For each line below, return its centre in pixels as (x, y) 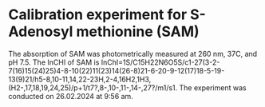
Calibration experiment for (98, 15)
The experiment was (213, 87)
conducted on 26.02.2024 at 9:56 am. (71, 96)
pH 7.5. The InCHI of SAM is (54, 62)
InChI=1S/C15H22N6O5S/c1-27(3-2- (160, 62)
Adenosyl (41, 32)
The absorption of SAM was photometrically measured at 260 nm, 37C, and (133, 53)
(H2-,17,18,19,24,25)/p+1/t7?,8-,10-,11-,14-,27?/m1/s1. (93, 87)
